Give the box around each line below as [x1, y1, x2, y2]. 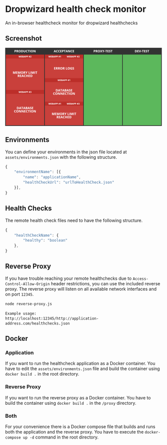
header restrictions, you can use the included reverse [51, 280, 161, 286]
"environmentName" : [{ [14, 170, 61, 175]
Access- [132, 276, 149, 281]
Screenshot [5, 34, 42, 43]
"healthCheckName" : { [14, 233, 59, 238]
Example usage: [5, 311, 37, 316]
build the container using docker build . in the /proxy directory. [5, 400, 137, 406]
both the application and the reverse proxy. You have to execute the [5, 429, 144, 435]
